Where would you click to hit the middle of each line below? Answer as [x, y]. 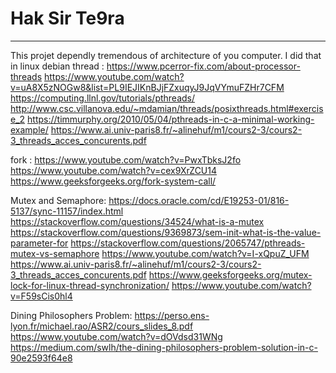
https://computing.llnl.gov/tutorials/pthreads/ [103, 98]
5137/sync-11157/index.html [67, 211]
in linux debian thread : [57, 66]
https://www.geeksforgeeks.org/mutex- [230, 274]
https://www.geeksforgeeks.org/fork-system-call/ [113, 181]
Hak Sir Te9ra [67, 18]
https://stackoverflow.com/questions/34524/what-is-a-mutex [137, 221]
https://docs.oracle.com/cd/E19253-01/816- [199, 200]
